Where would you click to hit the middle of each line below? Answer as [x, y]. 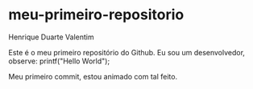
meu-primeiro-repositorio [96, 15]
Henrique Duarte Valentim [51, 37]
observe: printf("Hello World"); [59, 61]
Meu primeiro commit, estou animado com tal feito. [93, 76]
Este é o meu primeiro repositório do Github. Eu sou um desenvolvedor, [127, 52]
